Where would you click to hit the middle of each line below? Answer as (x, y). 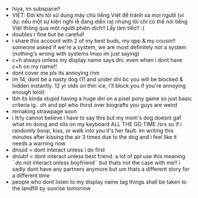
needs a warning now (39, 143)
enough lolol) (28, 92)
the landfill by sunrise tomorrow (51, 188)
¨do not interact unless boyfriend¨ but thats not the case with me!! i (96, 163)
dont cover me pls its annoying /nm (56, 73)
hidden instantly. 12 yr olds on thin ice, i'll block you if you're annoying (99, 86)
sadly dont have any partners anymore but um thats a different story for (101, 169)
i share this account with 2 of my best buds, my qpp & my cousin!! (94, 41)
